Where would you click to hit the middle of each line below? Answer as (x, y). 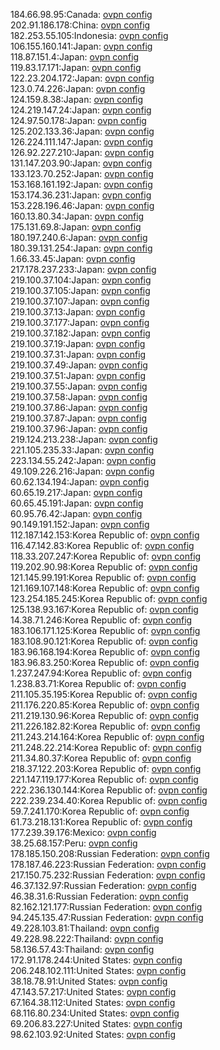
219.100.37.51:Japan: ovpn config (78, 375)
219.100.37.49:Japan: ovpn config (79, 365)
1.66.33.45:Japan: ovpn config (73, 258)
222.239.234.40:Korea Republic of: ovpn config (109, 800)
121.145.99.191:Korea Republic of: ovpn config (103, 577)
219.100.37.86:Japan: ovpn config (79, 407)
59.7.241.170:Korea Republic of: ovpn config (100, 811)
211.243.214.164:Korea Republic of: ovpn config (107, 737)
